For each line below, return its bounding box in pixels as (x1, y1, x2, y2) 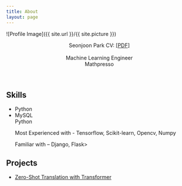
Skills (6, 89, 27, 100)
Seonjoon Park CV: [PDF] (69, 42, 130, 49)
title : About (6, 8, 38, 15)
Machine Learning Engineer (66, 54, 133, 61)
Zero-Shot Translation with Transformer (14, 174, 112, 181)
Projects (6, 158, 38, 168)
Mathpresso (84, 60, 114, 68)
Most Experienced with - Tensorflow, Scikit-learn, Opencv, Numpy (14, 129, 176, 137)
